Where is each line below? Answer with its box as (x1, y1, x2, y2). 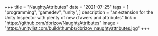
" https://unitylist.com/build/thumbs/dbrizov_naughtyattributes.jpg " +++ (4, 25, 150, 31)
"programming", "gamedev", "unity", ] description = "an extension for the (4, 9, 154, 15)
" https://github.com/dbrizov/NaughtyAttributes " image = (4, 20, 119, 26)
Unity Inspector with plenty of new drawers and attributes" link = (4, 15, 137, 20)
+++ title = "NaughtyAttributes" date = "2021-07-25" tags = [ (4, 4, 129, 10)
